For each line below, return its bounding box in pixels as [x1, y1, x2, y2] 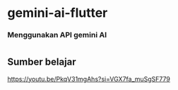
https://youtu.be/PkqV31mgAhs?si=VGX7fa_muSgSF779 [7, 75, 171, 83]
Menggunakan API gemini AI [7, 30, 107, 40]
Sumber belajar [7, 56, 76, 68]
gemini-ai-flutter [7, 5, 108, 21]
